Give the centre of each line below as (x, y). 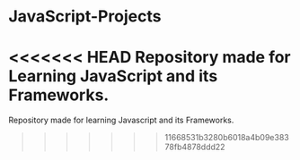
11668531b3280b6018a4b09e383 (227, 138)
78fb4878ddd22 (195, 147)
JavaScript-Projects (85, 17)
